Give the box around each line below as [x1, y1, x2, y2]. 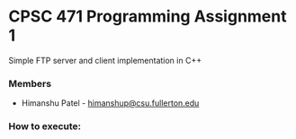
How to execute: [8, 120, 82, 133]
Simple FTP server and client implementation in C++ [8, 55, 202, 65]
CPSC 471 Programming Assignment [8, 6, 287, 27]
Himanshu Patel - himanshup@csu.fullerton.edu [21, 98, 200, 109]
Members [8, 77, 51, 90]
